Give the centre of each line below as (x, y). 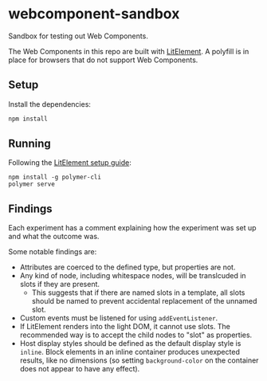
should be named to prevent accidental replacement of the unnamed (144, 301)
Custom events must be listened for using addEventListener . (119, 318)
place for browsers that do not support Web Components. (103, 60)
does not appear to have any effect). (80, 369)
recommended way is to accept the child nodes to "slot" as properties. (136, 335)
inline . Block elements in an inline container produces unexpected (130, 352)
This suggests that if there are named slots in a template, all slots (138, 293)
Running (30, 144)
